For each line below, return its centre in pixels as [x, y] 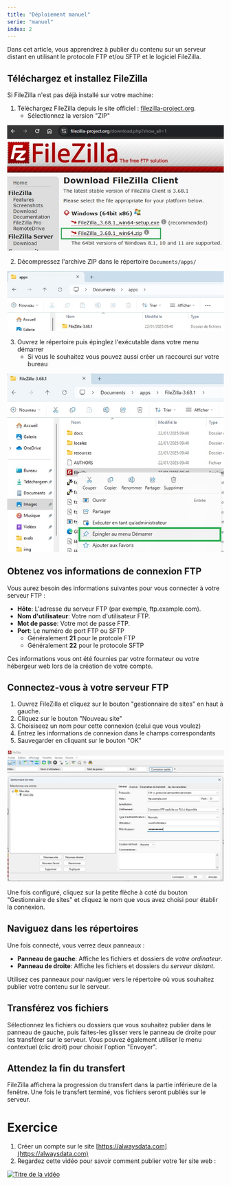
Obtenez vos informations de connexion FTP [104, 571]
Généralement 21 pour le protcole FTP [81, 638]
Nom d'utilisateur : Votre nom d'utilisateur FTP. [84, 616]
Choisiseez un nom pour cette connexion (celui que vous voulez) [109, 726]
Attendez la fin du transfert [66, 1068]
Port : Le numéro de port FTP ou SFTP [71, 631]
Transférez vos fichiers [58, 1008]
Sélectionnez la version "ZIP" [68, 116]
